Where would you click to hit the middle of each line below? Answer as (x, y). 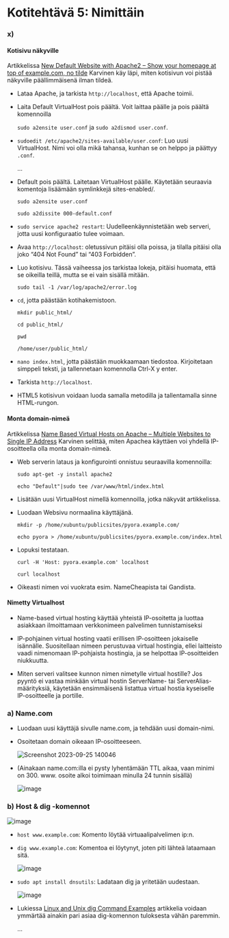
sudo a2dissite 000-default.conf (65, 214)
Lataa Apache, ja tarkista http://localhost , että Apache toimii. (105, 93)
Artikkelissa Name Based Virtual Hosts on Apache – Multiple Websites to (109, 434)
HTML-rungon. (38, 403)
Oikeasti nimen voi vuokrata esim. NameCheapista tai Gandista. (106, 587)
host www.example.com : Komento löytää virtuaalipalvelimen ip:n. (106, 834)
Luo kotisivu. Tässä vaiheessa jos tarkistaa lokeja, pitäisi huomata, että (116, 268)
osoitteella (22, 448)
